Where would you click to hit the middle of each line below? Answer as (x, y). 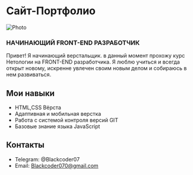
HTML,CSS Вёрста (38, 107)
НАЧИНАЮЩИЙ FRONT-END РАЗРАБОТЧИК (73, 43)
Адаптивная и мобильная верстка (58, 114)
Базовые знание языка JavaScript (57, 126)
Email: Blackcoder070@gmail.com (57, 166)
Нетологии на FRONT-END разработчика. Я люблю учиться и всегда (93, 62)
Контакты (25, 145)
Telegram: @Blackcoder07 (47, 159)
